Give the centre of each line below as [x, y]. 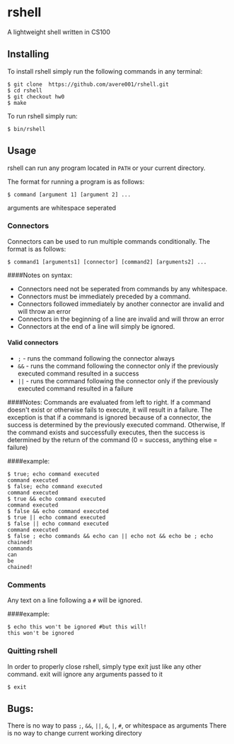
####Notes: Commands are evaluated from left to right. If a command [109, 402]
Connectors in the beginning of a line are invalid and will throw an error [121, 319]
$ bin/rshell [27, 129]
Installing [28, 54]
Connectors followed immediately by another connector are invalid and [121, 304]
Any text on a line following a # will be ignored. [75, 600]
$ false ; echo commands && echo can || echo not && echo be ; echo [110, 536]
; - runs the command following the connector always [96, 359]
